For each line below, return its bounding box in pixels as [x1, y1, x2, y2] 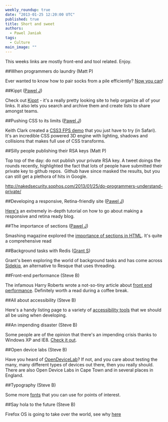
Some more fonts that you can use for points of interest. [5, 391, 121, 397]
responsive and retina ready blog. [5, 213, 75, 219]
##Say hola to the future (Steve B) [5, 401, 76, 407]
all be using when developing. [5, 312, 67, 318]
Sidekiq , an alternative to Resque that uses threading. [5, 263, 116, 269]
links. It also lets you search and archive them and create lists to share [5, 102, 150, 108]
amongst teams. [5, 108, 39, 114]
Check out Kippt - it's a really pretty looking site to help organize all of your [5, 97, 160, 103]
